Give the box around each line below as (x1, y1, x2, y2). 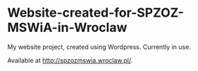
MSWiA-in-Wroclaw (7, 19, 128, 35)
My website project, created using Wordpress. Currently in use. (7, 42, 192, 51)
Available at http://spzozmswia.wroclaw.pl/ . (7, 56, 133, 64)
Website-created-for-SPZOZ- (7, 5, 185, 21)
